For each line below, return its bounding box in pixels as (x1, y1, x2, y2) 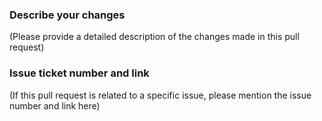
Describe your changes (9, 8, 126, 22)
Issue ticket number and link (9, 66, 150, 80)
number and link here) (9, 99, 101, 112)
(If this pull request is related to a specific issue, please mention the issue (9, 89, 312, 101)
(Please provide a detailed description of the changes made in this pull (9, 31, 300, 43)
